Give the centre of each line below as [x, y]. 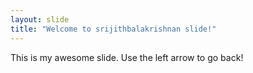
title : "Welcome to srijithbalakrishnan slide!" [113, 29]
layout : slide [40, 19]
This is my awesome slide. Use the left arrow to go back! [127, 57]
